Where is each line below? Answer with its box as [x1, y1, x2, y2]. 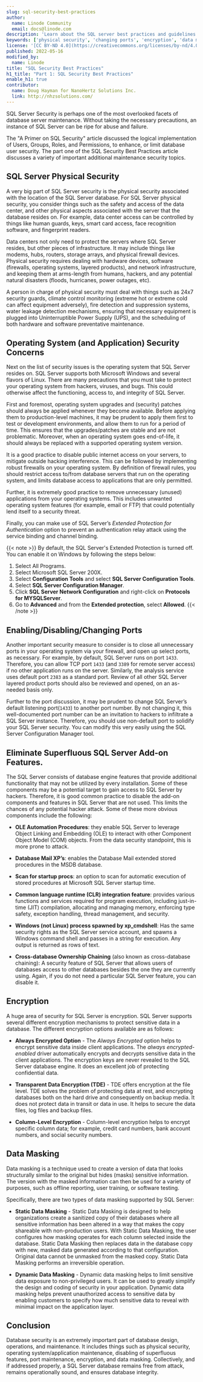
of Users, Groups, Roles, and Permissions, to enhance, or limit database [6, 141, 185, 148]
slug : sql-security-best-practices [6, 8, 96, 15]
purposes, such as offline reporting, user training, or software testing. [6, 1184, 179, 1191]
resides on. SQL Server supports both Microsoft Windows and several [6, 370, 180, 377]
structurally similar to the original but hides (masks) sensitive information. [6, 1171, 189, 1179]
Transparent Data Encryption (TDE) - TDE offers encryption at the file [14, 1080, 190, 1088]
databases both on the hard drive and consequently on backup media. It [14, 1094, 195, 1101]
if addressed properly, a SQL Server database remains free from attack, [6, 1362, 185, 1369]
